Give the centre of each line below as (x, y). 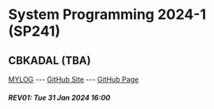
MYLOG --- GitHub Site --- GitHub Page (73, 79)
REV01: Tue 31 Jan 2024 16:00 (59, 97)
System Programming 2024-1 (107, 15)
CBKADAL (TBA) (50, 60)
